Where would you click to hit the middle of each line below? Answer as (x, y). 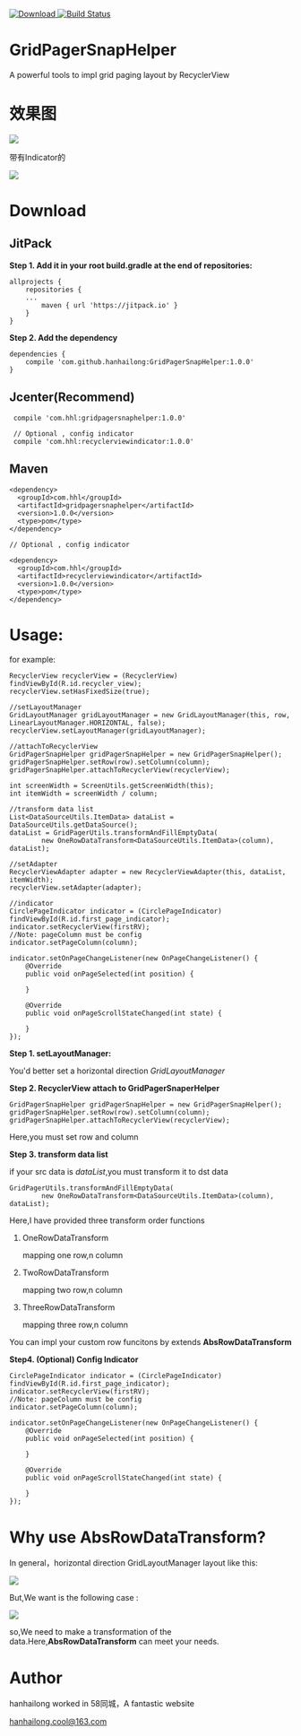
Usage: (37, 634)
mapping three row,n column (75, 1325)
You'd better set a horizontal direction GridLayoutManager (117, 1071)
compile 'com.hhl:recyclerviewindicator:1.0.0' (103, 441)
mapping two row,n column (73, 1290)
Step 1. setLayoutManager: (60, 1054)
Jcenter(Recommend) (72, 398)
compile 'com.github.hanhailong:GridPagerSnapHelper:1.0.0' (140, 362)
